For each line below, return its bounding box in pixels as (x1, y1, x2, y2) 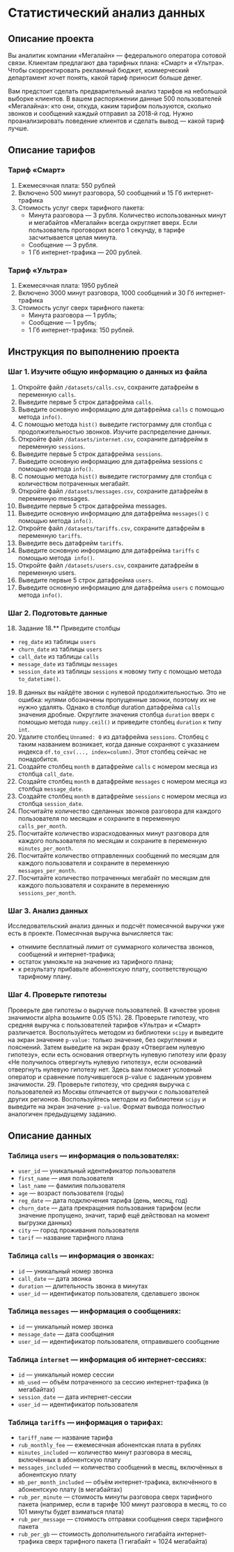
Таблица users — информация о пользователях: (8, 1150, 180, 1160)
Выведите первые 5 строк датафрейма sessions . (17, 449, 163, 458)
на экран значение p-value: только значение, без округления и (8, 1035, 197, 1044)
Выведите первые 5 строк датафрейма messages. (17, 502, 167, 510)
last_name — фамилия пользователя (17, 1182, 125, 1190)
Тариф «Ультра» (8, 265, 68, 275)
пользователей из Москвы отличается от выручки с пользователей (8, 1088, 210, 1096)
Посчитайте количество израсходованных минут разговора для (17, 829, 210, 837)
